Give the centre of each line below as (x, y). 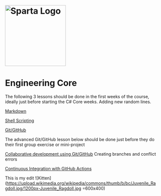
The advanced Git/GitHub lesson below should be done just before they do (80, 140)
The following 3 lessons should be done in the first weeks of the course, (77, 97)
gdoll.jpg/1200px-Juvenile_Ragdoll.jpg (43, 188)
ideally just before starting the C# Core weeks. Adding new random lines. (78, 102)
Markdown (16, 111)
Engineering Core (41, 83)
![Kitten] (43, 178)
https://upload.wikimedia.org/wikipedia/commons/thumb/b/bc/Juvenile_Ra (81, 183)
